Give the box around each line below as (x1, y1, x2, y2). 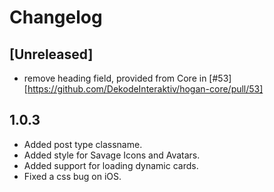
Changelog (9, 6, 103, 29)
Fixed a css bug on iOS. (23, 170, 122, 182)
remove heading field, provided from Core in (23, 72, 207, 84)
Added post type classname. (23, 138, 143, 150)
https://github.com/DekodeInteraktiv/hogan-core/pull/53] (27, 83, 264, 95)
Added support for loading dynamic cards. (23, 159, 199, 171)
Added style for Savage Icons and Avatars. (23, 149, 201, 161)
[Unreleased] (9, 46, 94, 63)
